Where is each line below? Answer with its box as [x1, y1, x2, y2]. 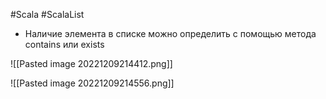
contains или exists [24, 39, 105, 50]
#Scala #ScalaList [10, 9, 85, 20]
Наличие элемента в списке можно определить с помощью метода [24, 28, 317, 39]
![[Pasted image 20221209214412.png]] [10, 58, 173, 69]
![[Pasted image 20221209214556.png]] [10, 77, 175, 89]
